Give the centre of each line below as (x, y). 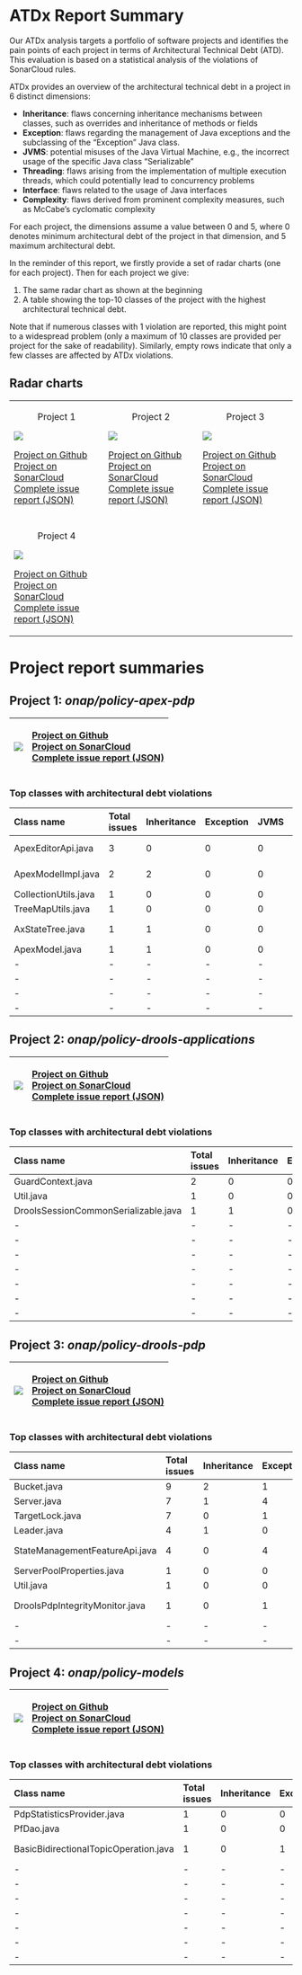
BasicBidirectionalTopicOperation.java (94, 1849)
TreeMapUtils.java (52, 909)
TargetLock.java (48, 1516)
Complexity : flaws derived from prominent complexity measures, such (153, 200)
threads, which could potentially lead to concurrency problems (138, 180)
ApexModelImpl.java (57, 875)
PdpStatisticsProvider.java (69, 1814)
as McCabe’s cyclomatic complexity (89, 209)
